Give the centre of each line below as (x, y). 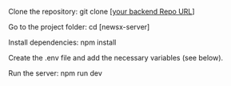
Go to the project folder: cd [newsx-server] (79, 27)
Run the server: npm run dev (55, 73)
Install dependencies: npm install (62, 42)
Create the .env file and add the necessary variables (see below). (116, 58)
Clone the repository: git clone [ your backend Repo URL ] (102, 12)
